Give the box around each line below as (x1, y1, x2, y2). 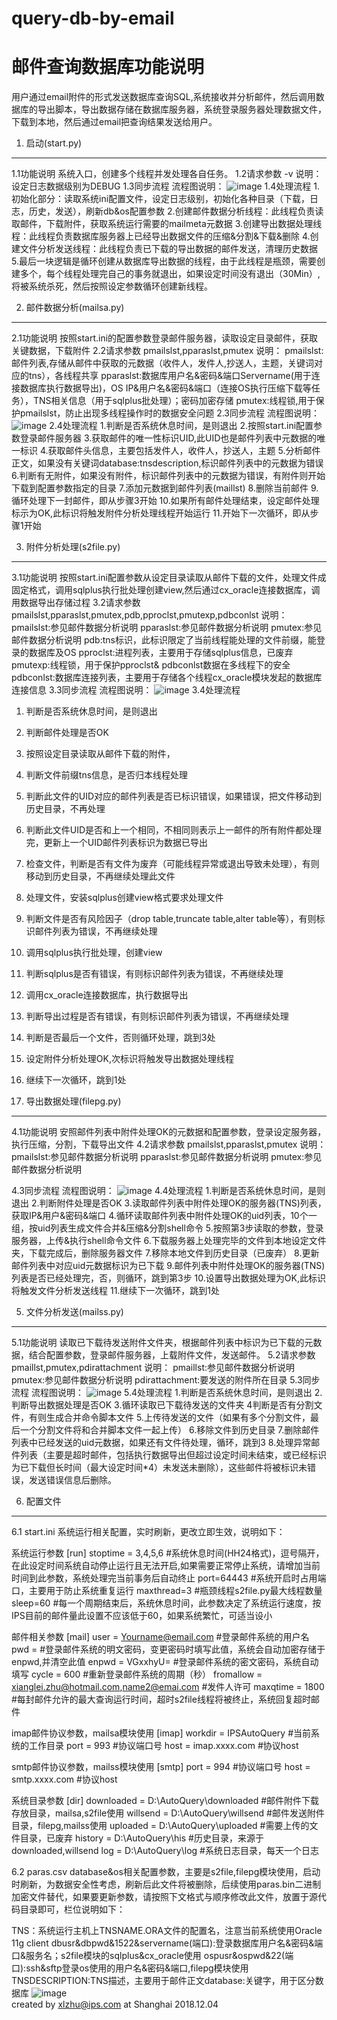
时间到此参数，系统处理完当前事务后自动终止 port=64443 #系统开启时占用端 (11, 1572, 327, 1584)
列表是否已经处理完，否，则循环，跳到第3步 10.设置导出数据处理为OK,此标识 (11, 1272, 326, 1284)
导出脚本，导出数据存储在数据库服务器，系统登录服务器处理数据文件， (37, 103, 327, 116)
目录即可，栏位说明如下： (19, 1903, 126, 1916)
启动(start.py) (25, 137, 83, 149)
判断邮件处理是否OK (25, 727, 109, 739)
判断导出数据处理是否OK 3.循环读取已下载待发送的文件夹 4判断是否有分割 (11, 1399, 314, 1411)
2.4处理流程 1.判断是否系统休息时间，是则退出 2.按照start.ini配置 (49, 420, 314, 432)
